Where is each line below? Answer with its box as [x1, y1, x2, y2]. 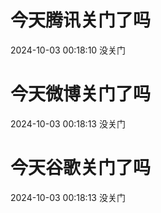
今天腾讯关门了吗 [10, 9, 152, 32]
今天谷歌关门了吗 [10, 157, 152, 180]
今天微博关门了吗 [10, 83, 152, 106]
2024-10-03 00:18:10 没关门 [10, 44, 127, 56]
